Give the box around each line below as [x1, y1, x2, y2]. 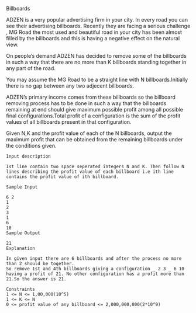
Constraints [6, 286, 35, 292]
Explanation [6, 245, 35, 251]
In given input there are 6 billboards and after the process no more [6, 256, 182, 262]
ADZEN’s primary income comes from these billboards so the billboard [6, 93, 176, 100]
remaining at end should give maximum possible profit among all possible [6, 106, 183, 113]
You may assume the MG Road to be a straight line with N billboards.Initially [6, 76, 188, 83]
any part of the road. [6, 65, 56, 72]
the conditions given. [6, 142, 57, 149]
